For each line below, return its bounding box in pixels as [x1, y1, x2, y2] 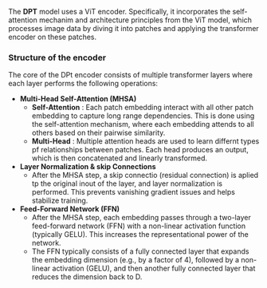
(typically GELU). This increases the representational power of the [31, 230, 249, 239]
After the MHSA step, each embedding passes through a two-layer [31, 213, 251, 223]
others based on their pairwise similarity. [31, 128, 166, 138]
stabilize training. [31, 195, 88, 206]
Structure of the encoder [8, 52, 106, 63]
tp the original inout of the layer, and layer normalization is [31, 179, 223, 188]
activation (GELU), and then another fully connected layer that [52, 263, 256, 274]
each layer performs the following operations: [8, 79, 158, 89]
